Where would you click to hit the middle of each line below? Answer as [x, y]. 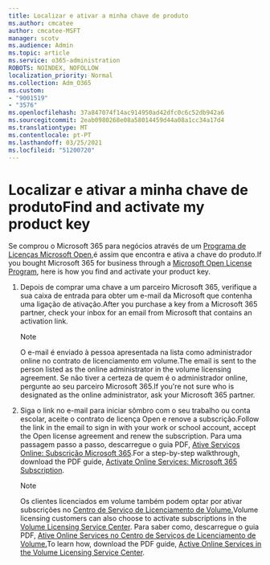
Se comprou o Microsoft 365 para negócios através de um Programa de [127, 246]
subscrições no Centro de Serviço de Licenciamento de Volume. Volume [139, 510]
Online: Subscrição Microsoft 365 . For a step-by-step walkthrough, [130, 453]
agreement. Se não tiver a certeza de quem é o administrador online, [133, 378]
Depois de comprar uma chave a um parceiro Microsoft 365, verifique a [138, 287]
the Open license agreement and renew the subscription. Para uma [131, 436]
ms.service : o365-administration [64, 61]
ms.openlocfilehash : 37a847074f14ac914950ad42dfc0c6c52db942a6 [117, 113]
